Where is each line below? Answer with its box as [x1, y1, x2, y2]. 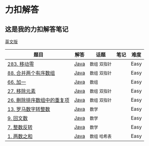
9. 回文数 [7, 115, 28, 121]
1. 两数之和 [7, 133, 33, 140]
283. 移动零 [7, 61, 34, 67]
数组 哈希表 [90, 133, 112, 139]
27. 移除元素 [7, 88, 36, 94]
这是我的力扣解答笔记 [5, 25, 68, 33]
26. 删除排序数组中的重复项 [7, 97, 70, 104]
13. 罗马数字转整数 [7, 106, 51, 112]
